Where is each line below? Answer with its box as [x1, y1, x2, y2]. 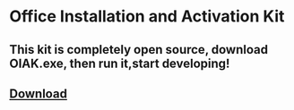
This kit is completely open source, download [9, 42, 269, 57]
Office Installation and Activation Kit [9, 6, 285, 27]
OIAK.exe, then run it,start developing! [9, 55, 230, 71]
